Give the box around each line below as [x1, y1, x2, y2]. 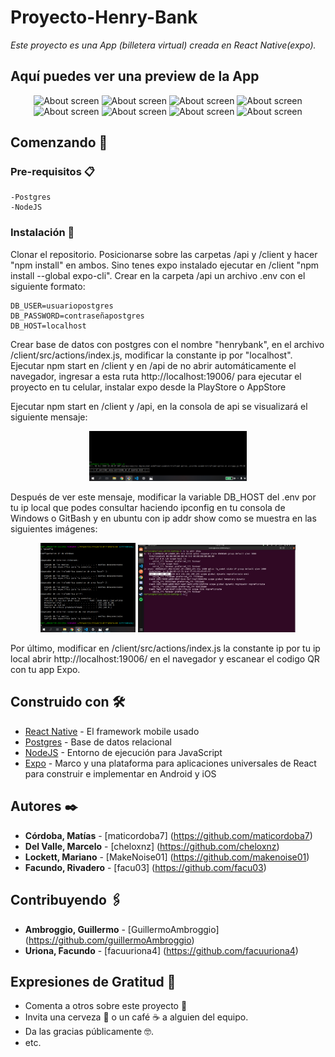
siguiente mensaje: [10, 411, 88, 423]
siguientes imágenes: [10, 522, 98, 535]
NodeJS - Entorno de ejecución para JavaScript [24, 746, 223, 758]
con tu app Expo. [10, 664, 81, 676]
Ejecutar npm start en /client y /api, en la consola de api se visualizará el [10, 400, 308, 412]
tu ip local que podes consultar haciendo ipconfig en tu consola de [10, 501, 286, 513]
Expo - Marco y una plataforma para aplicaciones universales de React [24, 757, 317, 769]
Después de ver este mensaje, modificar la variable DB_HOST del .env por [10, 491, 317, 503]
